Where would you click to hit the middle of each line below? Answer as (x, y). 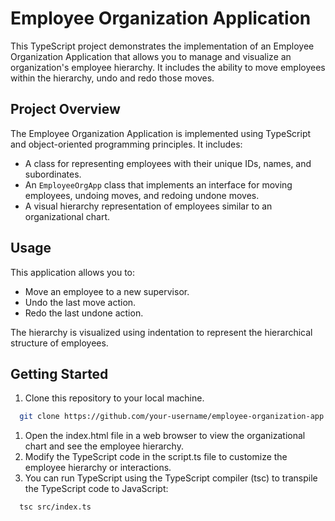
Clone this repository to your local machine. (114, 398)
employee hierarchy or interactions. (98, 468)
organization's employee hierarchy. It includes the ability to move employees (168, 67)
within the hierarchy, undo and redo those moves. (112, 78)
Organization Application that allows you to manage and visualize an (151, 56)
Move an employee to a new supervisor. (107, 291)
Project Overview (65, 109)
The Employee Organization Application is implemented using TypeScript (161, 133)
